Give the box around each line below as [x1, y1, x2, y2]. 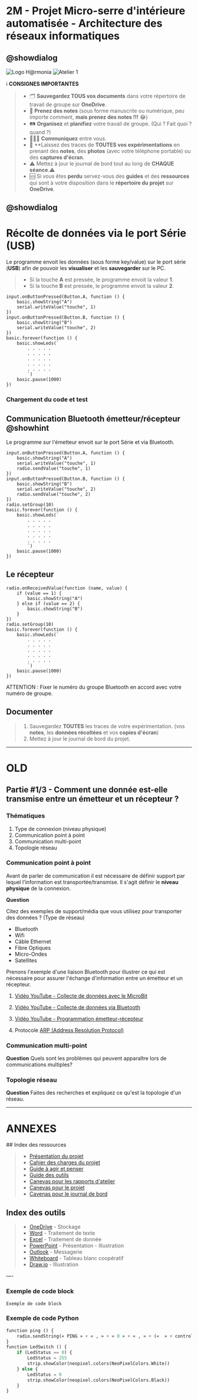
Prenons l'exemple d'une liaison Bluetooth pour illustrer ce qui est [6, 968, 166, 975]
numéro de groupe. [6, 690, 53, 697]
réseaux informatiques [6, 30, 120, 43]
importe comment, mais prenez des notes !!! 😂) [29, 113, 148, 121]
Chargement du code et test [6, 395, 88, 404]
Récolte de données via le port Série [6, 226, 187, 240]
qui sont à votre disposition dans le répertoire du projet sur [29, 179, 174, 186]
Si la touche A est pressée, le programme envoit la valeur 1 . [29, 276, 174, 283]
